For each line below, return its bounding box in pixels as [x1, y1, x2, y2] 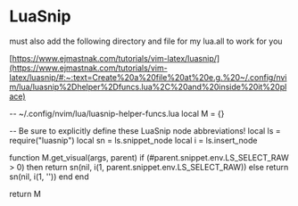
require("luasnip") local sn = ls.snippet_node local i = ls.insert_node [9, 135, 258, 145]
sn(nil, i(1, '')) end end [9, 171, 89, 182]
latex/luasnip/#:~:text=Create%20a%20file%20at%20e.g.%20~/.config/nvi [9, 71, 287, 82]
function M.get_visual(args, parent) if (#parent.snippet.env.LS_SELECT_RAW [9, 152, 290, 162]
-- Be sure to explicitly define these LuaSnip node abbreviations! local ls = [9, 125, 281, 136]
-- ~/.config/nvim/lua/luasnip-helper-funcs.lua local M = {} [9, 108, 225, 119]
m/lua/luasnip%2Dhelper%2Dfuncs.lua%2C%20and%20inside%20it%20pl [9, 81, 287, 92]
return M [9, 188, 42, 199]
